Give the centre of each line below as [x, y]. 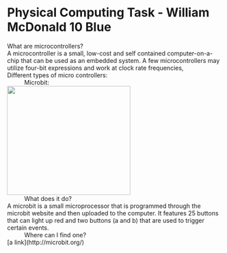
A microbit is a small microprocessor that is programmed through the [104, 206]
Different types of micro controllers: [57, 75]
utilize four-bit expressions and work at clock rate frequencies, [95, 68]
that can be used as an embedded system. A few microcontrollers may [120, 60]
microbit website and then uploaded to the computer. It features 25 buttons [113, 213]
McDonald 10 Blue [59, 27]
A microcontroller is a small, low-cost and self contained [86, 53]
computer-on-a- [190, 53]
